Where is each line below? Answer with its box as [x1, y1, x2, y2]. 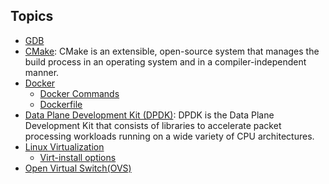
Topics [10, 8, 54, 25]
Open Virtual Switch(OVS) [24, 162, 132, 174]
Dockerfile [39, 98, 83, 110]
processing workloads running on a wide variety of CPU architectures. [24, 130, 315, 142]
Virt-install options [39, 151, 117, 163]
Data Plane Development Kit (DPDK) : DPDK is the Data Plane [24, 109, 275, 121]
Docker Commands [39, 87, 120, 99]
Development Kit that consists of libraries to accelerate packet [24, 119, 282, 131]
